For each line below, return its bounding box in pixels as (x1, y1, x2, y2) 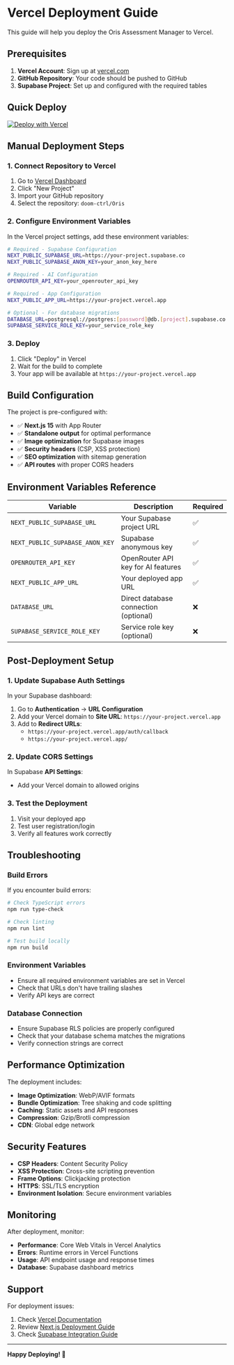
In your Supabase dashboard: (7, 691, 93, 700)
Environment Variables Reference (7, 481, 157, 493)
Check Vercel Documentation (17, 1316, 102, 1324)
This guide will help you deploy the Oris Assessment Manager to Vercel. (7, 28, 214, 36)
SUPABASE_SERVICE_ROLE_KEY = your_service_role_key (7, 322, 155, 329)
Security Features (7, 1141, 87, 1153)
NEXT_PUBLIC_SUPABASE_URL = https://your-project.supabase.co (7, 252, 186, 259)
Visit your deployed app (17, 814, 86, 823)
